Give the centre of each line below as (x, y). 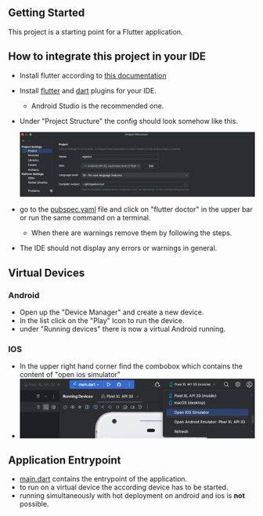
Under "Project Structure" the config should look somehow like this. (129, 121)
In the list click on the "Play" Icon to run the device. (102, 321)
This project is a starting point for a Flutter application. (95, 31)
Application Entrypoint (65, 460)
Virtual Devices (47, 273)
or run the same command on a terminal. (85, 218)
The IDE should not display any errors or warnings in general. (118, 248)
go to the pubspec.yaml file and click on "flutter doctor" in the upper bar (136, 209)
